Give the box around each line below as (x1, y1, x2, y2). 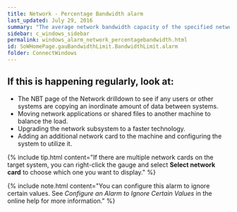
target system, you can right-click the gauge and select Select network (7, 160, 216, 169)
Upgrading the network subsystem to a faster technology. (17, 124, 186, 132)
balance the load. (17, 117, 68, 125)
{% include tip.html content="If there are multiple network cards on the (7, 153, 214, 161)
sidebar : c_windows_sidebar (7, 30, 90, 37)
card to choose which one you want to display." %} (7, 168, 157, 176)
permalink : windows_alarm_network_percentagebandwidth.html (7, 37, 188, 44)
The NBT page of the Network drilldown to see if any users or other (17, 94, 214, 103)
